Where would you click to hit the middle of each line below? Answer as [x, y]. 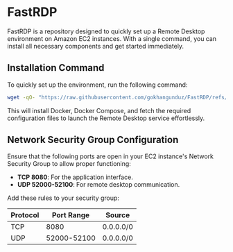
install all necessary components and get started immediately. [96, 46]
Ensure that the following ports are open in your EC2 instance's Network [110, 156]
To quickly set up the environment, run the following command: [97, 85]
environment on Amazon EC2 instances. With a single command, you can [112, 38]
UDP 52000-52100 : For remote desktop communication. [98, 185]
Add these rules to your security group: [63, 198]
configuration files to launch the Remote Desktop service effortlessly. [106, 118]
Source [118, 215]
